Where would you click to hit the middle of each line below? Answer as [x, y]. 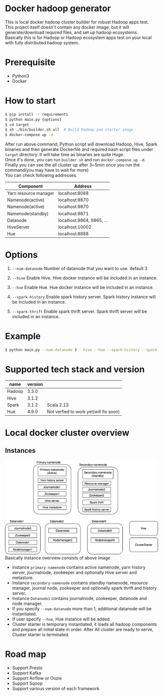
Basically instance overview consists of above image [58, 558]
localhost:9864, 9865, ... [83, 220]
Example [23, 336]
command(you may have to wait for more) [47, 170]
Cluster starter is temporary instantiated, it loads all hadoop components [84, 624]
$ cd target [17, 125]
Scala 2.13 [58, 405]
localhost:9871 [73, 213]
